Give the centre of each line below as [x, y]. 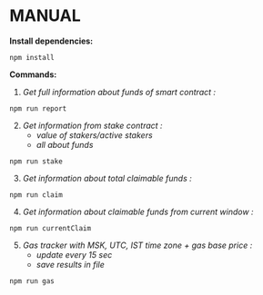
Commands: [33, 74]
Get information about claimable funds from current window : [138, 211]
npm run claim [36, 195]
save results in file [70, 264]
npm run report [38, 108]
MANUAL [46, 16]
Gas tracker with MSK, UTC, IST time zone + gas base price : [137, 245]
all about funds [65, 144]
